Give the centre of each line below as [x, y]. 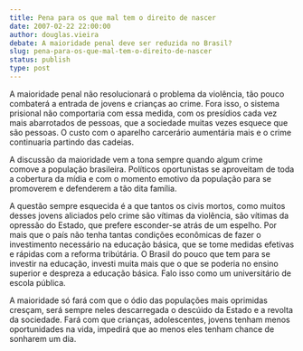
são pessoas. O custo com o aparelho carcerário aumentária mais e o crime [151, 132]
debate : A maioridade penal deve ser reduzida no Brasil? [121, 43]
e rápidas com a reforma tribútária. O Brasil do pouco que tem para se [140, 253]
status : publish [40, 60]
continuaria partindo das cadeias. [72, 142]
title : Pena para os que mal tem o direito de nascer [113, 18]
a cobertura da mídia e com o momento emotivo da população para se [140, 178]
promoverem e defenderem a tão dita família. [93, 188]
